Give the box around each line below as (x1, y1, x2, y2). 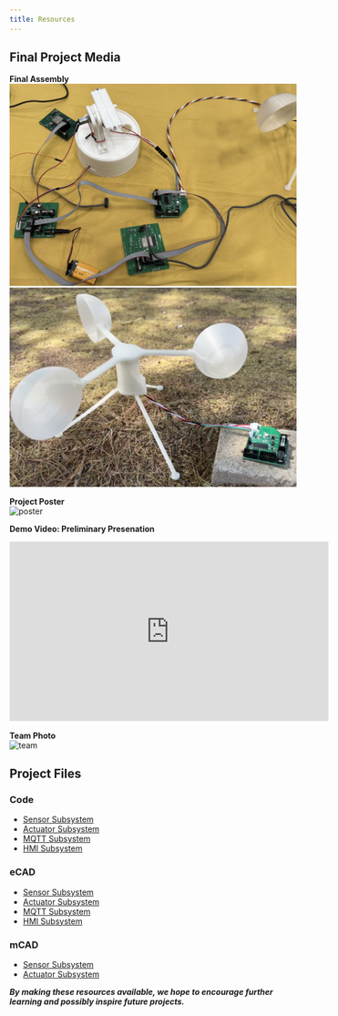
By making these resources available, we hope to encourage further (9, 987, 273, 998)
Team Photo (9, 730, 56, 741)
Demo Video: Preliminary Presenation (9, 523, 155, 534)
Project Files (9, 766, 82, 782)
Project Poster (9, 496, 66, 507)
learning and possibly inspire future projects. (9, 996, 185, 1007)
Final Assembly (9, 74, 70, 85)
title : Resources (9, 15, 76, 24)
